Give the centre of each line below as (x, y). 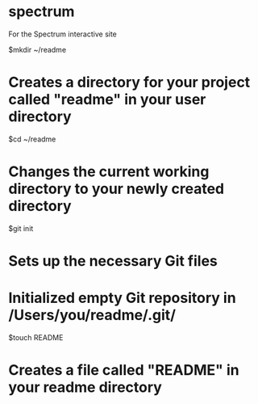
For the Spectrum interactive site (62, 34)
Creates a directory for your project (129, 82)
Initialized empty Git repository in (122, 298)
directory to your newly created (116, 189)
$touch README (36, 337)
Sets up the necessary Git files (113, 261)
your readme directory (85, 387)
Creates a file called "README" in (124, 370)
